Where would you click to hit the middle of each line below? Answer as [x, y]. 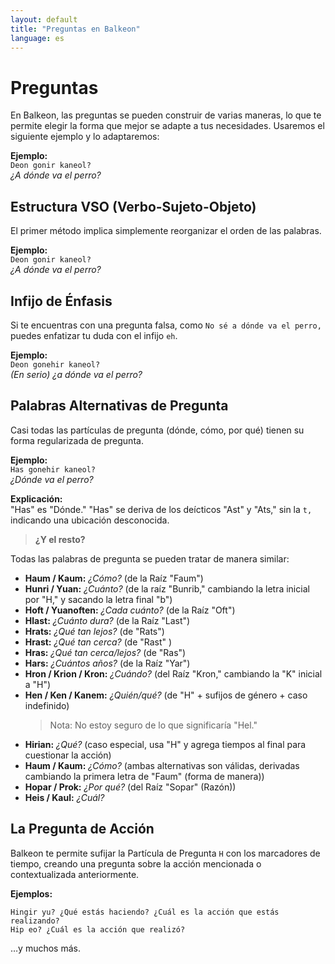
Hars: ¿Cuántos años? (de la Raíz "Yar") [107, 663]
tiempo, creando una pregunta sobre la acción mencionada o [136, 863]
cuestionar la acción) [68, 755]
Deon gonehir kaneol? [55, 364]
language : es [37, 38]
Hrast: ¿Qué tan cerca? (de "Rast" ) [98, 642]
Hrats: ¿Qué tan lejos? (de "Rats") [94, 631]
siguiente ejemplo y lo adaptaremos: [85, 137]
